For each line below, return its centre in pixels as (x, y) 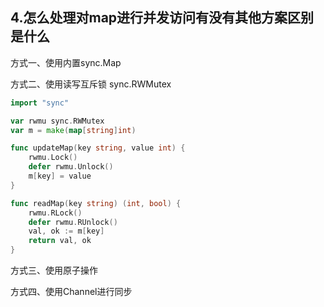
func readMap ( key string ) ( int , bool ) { (96, 203)
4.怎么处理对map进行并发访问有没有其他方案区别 (162, 18)
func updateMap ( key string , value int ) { (98, 148)
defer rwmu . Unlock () (71, 167)
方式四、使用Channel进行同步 (71, 292)
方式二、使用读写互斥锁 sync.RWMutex (91, 84)
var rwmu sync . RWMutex (57, 121)
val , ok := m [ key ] (66, 231)
